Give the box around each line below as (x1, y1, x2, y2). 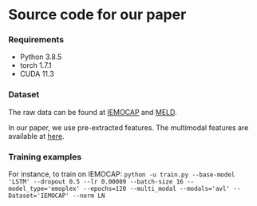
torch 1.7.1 (19, 61, 52, 70)
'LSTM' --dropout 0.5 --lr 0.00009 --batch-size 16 (8, 178, 184, 186)
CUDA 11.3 (19, 69, 54, 79)
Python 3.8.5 (19, 52, 62, 61)
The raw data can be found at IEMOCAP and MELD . (8, 107, 177, 117)
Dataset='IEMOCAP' (8, 192, 69, 200)
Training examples (8, 151, 82, 162)
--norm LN (72, 192, 105, 200)
